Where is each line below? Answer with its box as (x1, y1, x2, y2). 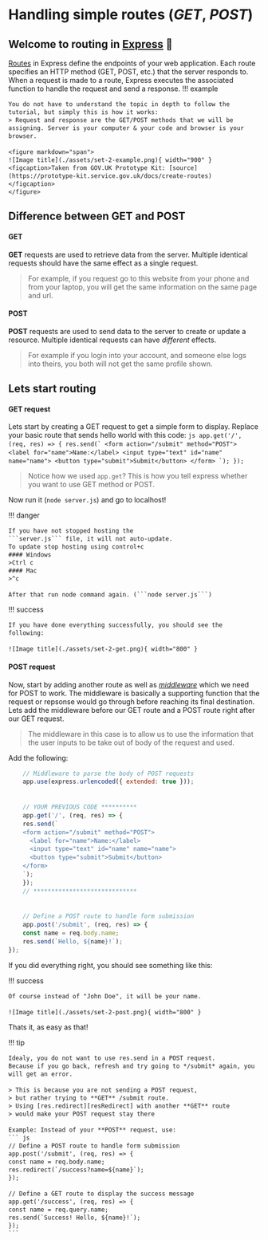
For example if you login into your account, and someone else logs (27, 350, 247, 360)
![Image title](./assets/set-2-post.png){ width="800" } (8, 1008, 202, 1016)
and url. (27, 290, 53, 300)
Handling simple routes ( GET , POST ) (8, 6, 254, 24)
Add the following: (8, 753, 69, 762)
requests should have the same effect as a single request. (8, 258, 199, 268)
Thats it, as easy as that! (8, 1022, 89, 1032)
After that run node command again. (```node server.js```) (8, 591, 213, 599)
